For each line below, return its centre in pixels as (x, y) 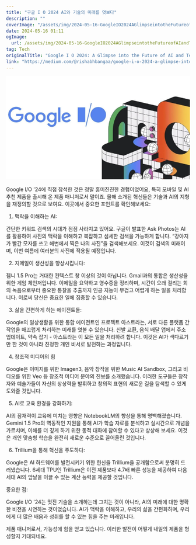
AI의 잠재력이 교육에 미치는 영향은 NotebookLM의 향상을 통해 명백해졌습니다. (94, 416)
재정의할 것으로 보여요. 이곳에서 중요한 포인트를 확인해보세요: (81, 204)
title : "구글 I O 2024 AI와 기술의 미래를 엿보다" (62, 12)
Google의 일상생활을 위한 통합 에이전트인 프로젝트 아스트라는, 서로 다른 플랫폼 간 (98, 322)
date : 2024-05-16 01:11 (35, 31)
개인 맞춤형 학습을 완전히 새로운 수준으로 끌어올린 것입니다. (79, 438)
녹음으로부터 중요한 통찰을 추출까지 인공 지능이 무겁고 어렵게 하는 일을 (91, 290)
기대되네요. (34, 536)
